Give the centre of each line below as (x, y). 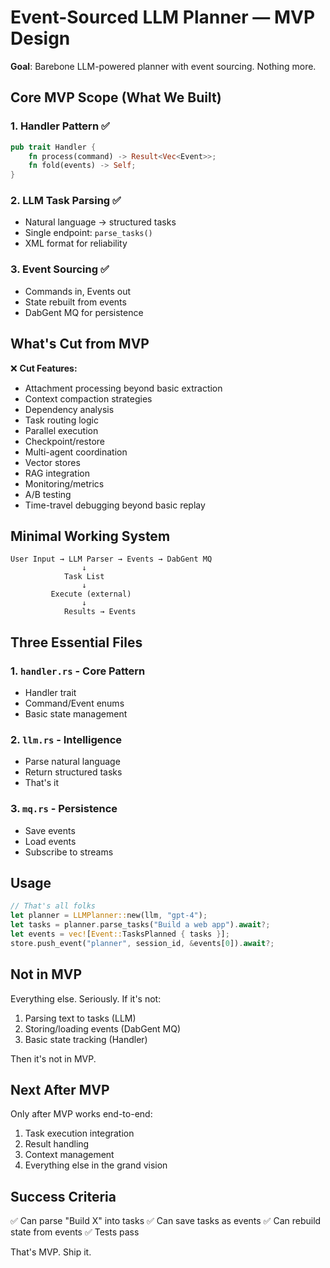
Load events (50, 841)
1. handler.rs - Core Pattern (78, 671)
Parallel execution (61, 430)
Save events (50, 830)
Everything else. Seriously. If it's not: (86, 998)
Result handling (57, 1144)
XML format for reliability (76, 243)
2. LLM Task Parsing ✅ (66, 201)
